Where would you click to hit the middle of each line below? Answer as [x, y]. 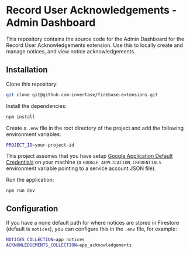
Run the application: [30, 180]
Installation [27, 70]
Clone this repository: [32, 84]
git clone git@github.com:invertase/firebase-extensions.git [82, 94]
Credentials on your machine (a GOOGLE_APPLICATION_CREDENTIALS [84, 162]
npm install [20, 117]
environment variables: [34, 134]
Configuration [32, 209]
